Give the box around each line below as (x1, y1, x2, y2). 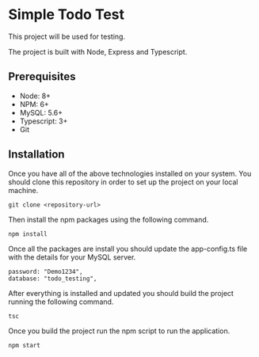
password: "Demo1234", (8, 268, 83, 275)
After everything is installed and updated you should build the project (8, 288, 234, 298)
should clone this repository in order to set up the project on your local (8, 177, 238, 187)
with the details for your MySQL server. (8, 252, 136, 262)
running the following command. (8, 297, 114, 306)
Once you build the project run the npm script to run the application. (8, 326, 230, 336)
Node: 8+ (19, 91, 51, 101)
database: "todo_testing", (8, 275, 97, 283)
